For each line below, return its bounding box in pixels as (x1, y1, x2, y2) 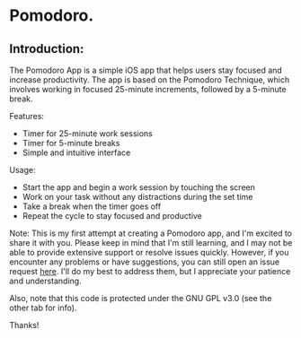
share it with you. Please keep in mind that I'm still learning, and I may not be (9, 238, 293, 247)
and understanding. (9, 275, 83, 286)
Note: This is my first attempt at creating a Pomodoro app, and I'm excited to (9, 228, 292, 238)
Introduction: (9, 41, 84, 56)
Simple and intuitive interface (22, 147, 131, 158)
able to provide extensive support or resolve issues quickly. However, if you (9, 247, 289, 257)
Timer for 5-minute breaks (22, 138, 120, 148)
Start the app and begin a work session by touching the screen (22, 182, 256, 193)
